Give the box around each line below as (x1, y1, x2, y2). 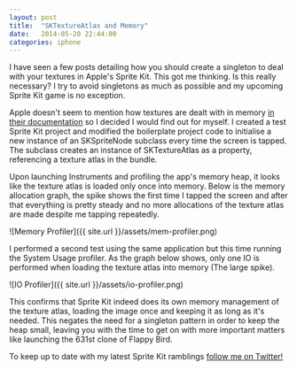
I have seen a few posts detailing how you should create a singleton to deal (9, 62, 284, 73)
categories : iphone (9, 37, 82, 47)
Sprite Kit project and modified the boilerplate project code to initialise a (9, 126, 272, 137)
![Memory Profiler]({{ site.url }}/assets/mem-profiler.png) (9, 227, 218, 237)
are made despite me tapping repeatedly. (9, 209, 160, 220)
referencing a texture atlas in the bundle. (9, 154, 158, 165)
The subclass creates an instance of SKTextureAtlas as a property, (9, 145, 253, 156)
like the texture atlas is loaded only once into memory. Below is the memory (9, 181, 285, 191)
